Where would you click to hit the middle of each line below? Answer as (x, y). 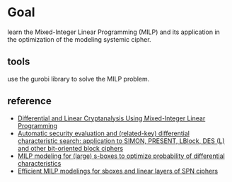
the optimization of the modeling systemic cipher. (79, 39)
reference (29, 101)
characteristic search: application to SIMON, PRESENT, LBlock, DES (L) (121, 141)
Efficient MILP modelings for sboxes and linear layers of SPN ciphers (118, 171)
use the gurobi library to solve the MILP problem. (79, 79)
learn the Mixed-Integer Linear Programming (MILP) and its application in (114, 32)
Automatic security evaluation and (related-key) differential (103, 133)
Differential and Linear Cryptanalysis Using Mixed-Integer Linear (111, 118)
